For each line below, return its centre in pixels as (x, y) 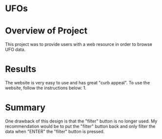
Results (21, 69)
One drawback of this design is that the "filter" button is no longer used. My (81, 121)
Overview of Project (46, 31)
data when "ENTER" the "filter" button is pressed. (55, 131)
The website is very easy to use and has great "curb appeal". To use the (78, 83)
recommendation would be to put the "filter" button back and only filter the (80, 126)
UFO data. (15, 50)
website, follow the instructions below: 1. (46, 88)
